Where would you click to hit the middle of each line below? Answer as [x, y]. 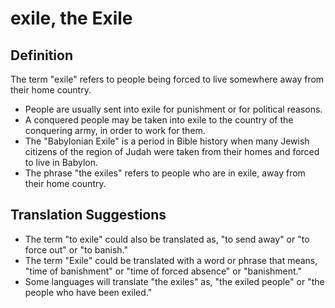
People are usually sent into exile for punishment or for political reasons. [173, 109]
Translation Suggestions [88, 215]
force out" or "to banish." [76, 249]
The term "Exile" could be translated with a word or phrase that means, [171, 260]
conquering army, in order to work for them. [115, 130]
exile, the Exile [71, 18]
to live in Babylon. [61, 162]
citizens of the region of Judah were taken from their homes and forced [172, 151]
